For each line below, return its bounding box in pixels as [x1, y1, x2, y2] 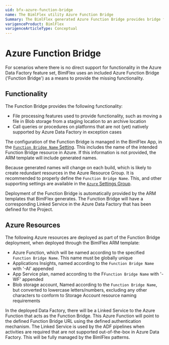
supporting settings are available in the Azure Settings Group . [5, 180, 132, 186]
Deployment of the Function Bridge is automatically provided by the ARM [5, 190, 156, 196]
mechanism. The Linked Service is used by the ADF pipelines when [5, 323, 145, 329]
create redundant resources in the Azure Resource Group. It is [5, 170, 134, 176]
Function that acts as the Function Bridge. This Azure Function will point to [5, 313, 159, 319]
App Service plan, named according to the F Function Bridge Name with [12, 270, 159, 277]
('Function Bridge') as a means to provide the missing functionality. [5, 75, 144, 81]
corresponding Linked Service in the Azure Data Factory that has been [5, 201, 151, 207]
